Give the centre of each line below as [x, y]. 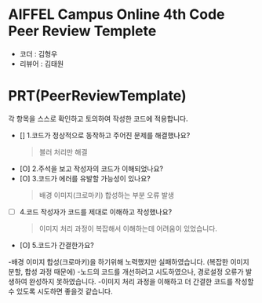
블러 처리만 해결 [63, 151]
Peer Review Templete [82, 31]
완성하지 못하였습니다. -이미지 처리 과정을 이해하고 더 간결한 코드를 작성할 [141, 281]
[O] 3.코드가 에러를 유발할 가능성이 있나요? [85, 178]
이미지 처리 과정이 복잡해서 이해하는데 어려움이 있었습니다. [128, 228]
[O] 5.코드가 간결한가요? [56, 245]
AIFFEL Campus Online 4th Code [116, 15]
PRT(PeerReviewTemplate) [97, 96]
